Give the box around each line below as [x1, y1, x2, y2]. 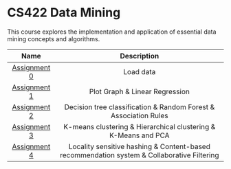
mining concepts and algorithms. [7, 34, 100, 43]
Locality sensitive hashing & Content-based [68, 142, 211, 151]
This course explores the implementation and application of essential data [7, 27, 217, 36]
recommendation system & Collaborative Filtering [59, 150, 219, 159]
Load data [123, 67, 156, 76]
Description [120, 51, 159, 60]
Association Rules [111, 111, 168, 120]
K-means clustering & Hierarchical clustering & [63, 122, 216, 131]
